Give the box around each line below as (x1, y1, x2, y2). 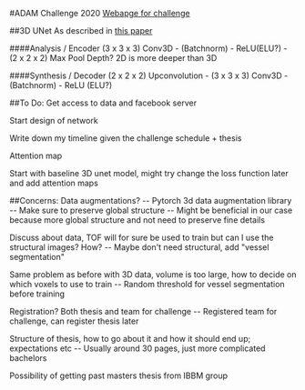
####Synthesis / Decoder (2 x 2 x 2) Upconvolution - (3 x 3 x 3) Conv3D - (9, 70, 289, 81)
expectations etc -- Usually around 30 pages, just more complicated (9, 343, 266, 354)
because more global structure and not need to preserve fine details (9, 215, 266, 225)
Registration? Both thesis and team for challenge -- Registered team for (9, 306, 278, 316)
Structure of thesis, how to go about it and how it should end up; (9, 334, 251, 344)
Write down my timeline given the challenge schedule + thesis (9, 133, 242, 144)
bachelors (9, 353, 47, 363)
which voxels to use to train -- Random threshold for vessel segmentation (9, 279, 285, 289)
